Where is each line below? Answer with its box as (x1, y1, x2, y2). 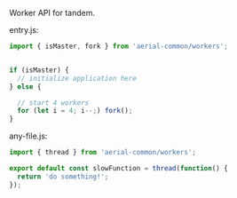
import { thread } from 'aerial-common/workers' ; (9, 148, 197, 157)
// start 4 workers (17, 98, 90, 107)
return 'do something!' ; (17, 172, 109, 181)
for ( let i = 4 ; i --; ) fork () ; (17, 107, 133, 115)
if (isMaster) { (9, 66, 69, 75)
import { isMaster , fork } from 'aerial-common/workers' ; (9, 42, 228, 51)
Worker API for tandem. (9, 8, 96, 18)
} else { (9, 82, 42, 91)
